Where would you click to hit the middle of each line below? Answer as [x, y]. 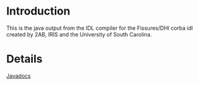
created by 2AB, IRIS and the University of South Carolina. [79, 34]
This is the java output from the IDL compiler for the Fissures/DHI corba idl [100, 28]
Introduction [38, 11]
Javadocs [19, 76]
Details [24, 59]
